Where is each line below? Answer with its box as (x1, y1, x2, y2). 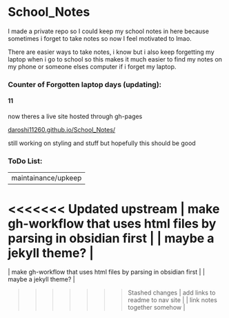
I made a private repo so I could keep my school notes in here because (8, 27, 210, 35)
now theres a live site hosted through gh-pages (8, 112, 143, 121)
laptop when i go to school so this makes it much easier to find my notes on (8, 55, 223, 63)
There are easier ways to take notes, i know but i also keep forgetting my (8, 48, 215, 56)
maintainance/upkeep (11, 174, 82, 183)
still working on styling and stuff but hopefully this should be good (8, 139, 196, 147)
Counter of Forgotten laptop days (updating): (8, 79, 162, 89)
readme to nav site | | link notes (128, 296, 218, 304)
